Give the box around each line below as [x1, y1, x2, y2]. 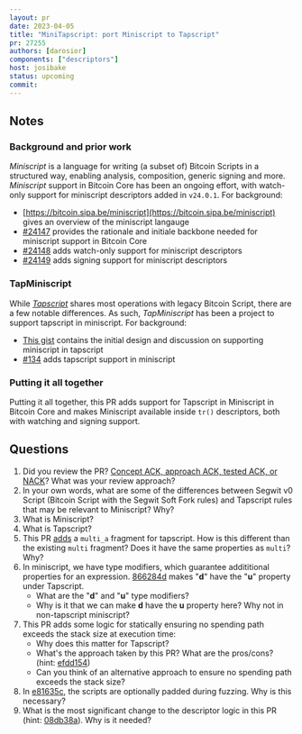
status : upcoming [9, 72, 75, 81]
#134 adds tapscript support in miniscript [22, 353, 176, 365]
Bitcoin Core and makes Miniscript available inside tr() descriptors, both [9, 406, 280, 417]
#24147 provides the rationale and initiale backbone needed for [22, 226, 259, 237]
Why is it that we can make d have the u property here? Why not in [35, 600, 284, 611]
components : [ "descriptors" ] [9, 55, 119, 64]
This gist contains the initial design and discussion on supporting [22, 334, 264, 345]
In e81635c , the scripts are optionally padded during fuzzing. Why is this [22, 685, 292, 696]
